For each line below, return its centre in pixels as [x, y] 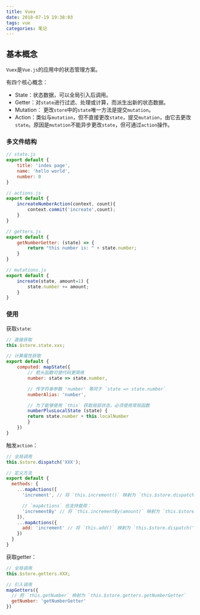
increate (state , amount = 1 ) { [53, 281]
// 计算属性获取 [24, 356]
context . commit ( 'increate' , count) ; [72, 210]
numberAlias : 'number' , [57, 395]
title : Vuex [21, 12]
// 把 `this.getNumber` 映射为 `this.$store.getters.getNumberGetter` [99, 596]
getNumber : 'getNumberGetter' [49, 601]
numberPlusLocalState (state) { [68, 411]
